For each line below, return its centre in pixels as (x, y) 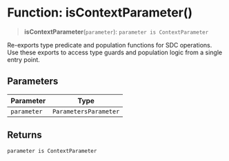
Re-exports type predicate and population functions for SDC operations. (110, 45)
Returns (25, 135)
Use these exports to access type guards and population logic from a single (115, 52)
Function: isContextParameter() (100, 13)
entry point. (23, 59)
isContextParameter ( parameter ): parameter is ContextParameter (116, 32)
